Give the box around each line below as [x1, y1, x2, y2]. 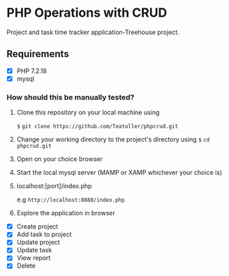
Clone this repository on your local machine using [16, 108, 160, 116]
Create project [16, 222, 59, 231]
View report [16, 254, 51, 262]
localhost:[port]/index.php [16, 182, 92, 190]
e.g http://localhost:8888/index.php [16, 195, 125, 204]
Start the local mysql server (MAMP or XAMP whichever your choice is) [16, 169, 223, 177]
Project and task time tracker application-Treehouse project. [6, 28, 179, 36]
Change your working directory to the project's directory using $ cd [16, 135, 210, 144]
